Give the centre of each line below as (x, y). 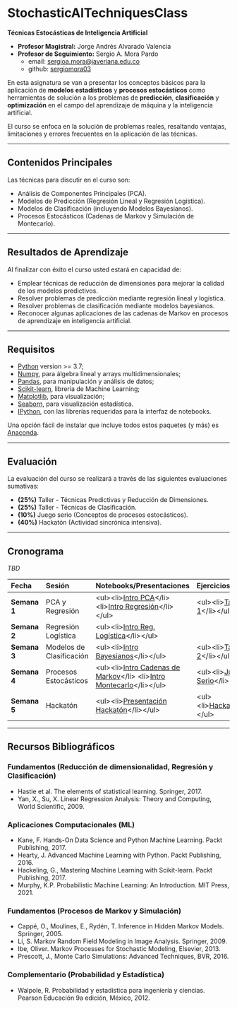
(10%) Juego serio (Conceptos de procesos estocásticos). (103, 515)
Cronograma (36, 551)
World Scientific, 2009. (51, 806)
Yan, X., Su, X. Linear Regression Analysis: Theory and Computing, (114, 799)
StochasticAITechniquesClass (98, 13)
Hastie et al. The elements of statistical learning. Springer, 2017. (110, 791)
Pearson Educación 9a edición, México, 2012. (84, 998)
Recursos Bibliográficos (61, 747)
